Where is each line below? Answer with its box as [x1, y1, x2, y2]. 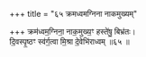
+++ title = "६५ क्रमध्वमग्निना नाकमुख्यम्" [9, 9, 138, 19]
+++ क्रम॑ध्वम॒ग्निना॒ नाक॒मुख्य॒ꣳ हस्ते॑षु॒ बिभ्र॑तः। [9, 27, 137, 37]
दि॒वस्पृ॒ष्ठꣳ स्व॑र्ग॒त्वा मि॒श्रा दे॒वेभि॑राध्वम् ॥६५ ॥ [9, 37, 130, 46]
